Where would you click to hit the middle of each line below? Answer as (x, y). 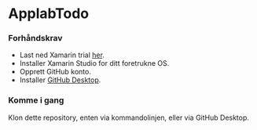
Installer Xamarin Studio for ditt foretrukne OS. (94, 63)
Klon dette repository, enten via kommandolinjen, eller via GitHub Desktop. (129, 117)
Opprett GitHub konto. (55, 72)
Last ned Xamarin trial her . (62, 55)
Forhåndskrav (35, 38)
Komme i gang (36, 100)
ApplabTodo (49, 14)
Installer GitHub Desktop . (60, 80)
